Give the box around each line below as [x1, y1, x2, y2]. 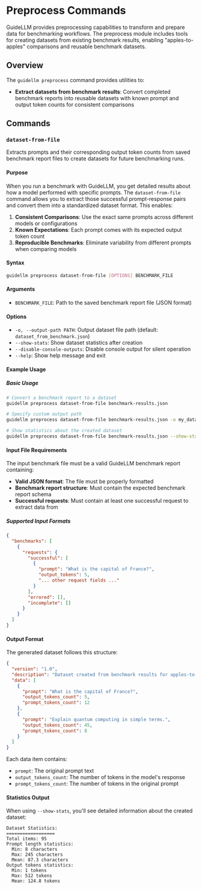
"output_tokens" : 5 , [38, 572, 90, 578]
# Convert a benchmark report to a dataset [6, 395, 117, 401]
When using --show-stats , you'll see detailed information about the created [6, 807, 193, 815]
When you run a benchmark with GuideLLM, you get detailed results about [6, 182, 191, 190]
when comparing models [14, 245, 77, 252]
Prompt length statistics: [6, 841, 74, 847]
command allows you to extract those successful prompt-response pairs [6, 195, 186, 202]
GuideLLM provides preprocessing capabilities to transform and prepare [6, 24, 185, 31]
